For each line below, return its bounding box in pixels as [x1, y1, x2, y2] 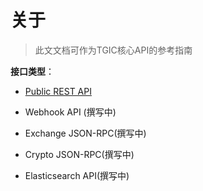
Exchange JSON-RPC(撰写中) [24, 127, 147, 139]
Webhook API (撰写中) [24, 106, 117, 118]
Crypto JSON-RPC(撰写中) [24, 148, 135, 160]
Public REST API [24, 85, 92, 97]
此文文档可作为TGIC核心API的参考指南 [34, 44, 193, 56]
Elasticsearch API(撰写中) [24, 169, 130, 181]
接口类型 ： [10, 65, 55, 77]
